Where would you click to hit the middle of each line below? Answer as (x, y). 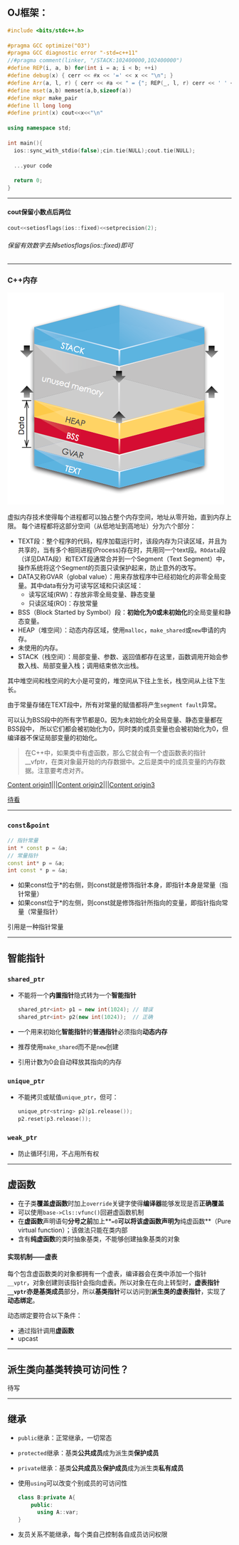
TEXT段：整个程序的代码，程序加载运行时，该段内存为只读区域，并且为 (122, 541)
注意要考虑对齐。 (62, 770)
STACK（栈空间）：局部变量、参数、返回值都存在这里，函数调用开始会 (120, 656)
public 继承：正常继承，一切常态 (65, 1438)
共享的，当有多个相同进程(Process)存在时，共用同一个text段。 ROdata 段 (122, 549)
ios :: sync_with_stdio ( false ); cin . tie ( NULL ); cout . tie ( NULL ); (105, 151)
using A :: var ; (58, 1512)
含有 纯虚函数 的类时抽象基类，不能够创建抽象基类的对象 (99, 1239)
